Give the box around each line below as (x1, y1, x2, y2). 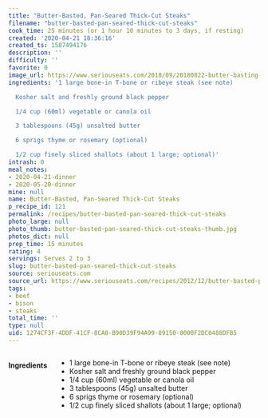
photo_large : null (8, 217, 69, 225)
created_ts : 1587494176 (8, 42, 88, 50)
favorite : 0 (8, 64, 48, 72)
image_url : (8, 71, 45, 79)
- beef (8, 292, 30, 300)
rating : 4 (8, 247, 41, 256)
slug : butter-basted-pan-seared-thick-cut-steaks (8, 262, 177, 270)
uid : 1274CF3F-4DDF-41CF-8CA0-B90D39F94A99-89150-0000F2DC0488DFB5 (8, 329, 238, 337)
